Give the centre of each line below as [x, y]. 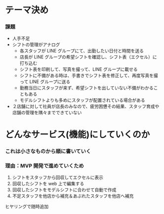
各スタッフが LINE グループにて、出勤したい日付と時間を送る [82, 51]
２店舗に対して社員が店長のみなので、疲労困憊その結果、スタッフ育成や [86, 106]
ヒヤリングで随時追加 [27, 206]
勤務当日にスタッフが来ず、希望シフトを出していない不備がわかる [87, 88]
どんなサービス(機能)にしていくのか [78, 134]
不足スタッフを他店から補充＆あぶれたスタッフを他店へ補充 [73, 196]
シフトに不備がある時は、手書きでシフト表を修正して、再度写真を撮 [89, 76]
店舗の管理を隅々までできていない [47, 113]
